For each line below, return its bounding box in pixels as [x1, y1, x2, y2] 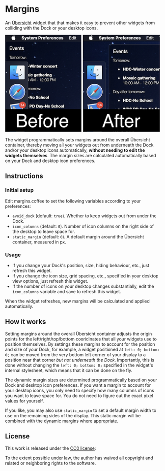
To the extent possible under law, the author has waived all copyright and [5, 455, 153, 461]
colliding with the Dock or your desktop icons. [5, 25, 98, 31]
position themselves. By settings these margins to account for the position [5, 341, 156, 347]
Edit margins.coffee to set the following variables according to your [5, 198, 141, 204]
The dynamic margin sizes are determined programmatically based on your [5, 377, 157, 383]
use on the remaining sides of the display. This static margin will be [5, 412, 141, 418]
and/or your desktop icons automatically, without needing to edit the [5, 147, 145, 153]
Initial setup [5, 187, 34, 194]
